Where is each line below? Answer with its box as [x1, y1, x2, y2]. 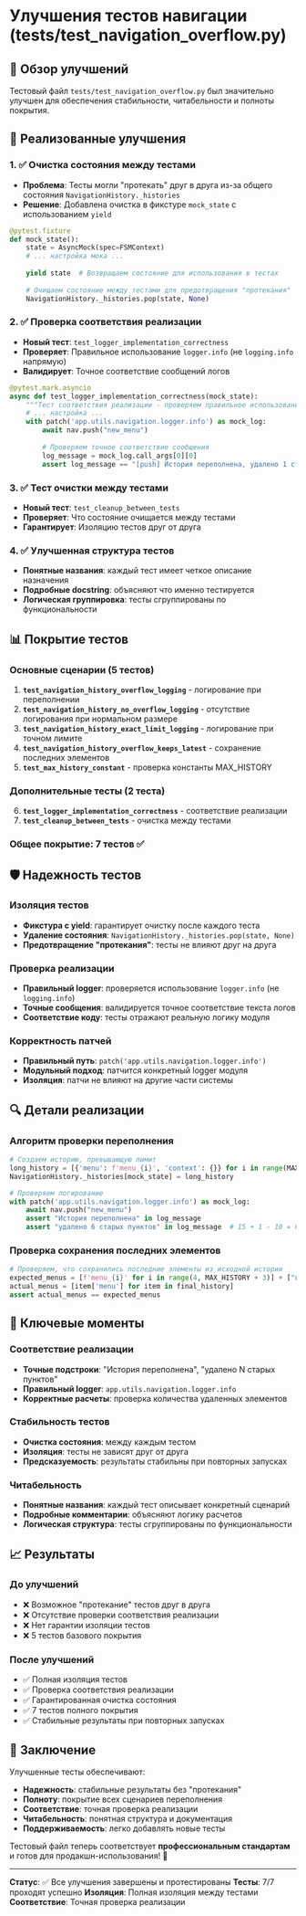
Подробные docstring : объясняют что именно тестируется [22, 584, 255, 595]
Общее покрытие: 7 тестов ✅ [9, 837, 145, 850]
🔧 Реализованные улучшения [9, 132, 187, 147]
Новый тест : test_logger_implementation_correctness [22, 336, 229, 347]
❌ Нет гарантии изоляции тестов [22, 1619, 150, 1630]
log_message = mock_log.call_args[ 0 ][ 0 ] [42, 451, 198, 460]
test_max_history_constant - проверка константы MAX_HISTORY [22, 762, 273, 773]
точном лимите [22, 732, 83, 743]
